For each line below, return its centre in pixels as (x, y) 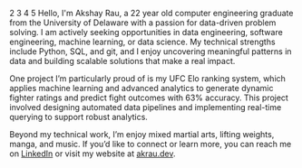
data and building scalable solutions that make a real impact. (122, 61)
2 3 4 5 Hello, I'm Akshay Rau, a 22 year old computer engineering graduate (151, 13)
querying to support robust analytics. (78, 117)
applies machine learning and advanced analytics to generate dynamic (141, 88)
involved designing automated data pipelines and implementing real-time (146, 107)
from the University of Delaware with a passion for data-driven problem (143, 23)
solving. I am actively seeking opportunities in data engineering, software (146, 32)
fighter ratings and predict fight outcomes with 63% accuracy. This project (149, 98)
